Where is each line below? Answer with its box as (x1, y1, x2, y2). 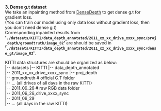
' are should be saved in (64, 40, 112, 45)
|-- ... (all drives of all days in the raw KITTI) (5, 80, 92, 86)
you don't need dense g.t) (5, 25, 57, 30)
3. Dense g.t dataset (5, 4, 47, 10)
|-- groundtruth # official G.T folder (5, 75, 75, 81)
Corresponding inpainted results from (5, 30, 80, 35)
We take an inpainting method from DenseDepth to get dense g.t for (5, 9, 141, 15)
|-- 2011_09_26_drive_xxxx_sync (5, 90, 69, 96)
